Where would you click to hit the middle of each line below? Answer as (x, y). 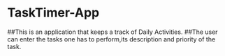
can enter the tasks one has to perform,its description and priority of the (111, 39)
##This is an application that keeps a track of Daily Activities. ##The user (112, 32)
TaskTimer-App (53, 13)
